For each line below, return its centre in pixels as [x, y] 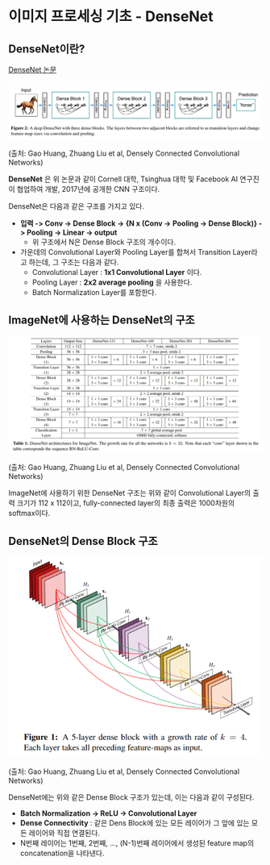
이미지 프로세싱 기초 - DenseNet [111, 17]
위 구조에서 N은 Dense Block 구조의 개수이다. [104, 242]
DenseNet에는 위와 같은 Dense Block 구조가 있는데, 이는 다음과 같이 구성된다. [131, 797]
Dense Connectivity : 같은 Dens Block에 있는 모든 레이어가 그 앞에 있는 [135, 823]
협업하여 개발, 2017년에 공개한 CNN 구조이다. [88, 189]
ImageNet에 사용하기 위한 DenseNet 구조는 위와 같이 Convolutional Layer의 [130, 493]
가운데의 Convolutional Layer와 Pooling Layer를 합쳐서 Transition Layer [135, 252]
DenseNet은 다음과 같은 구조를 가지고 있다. [77, 206]
